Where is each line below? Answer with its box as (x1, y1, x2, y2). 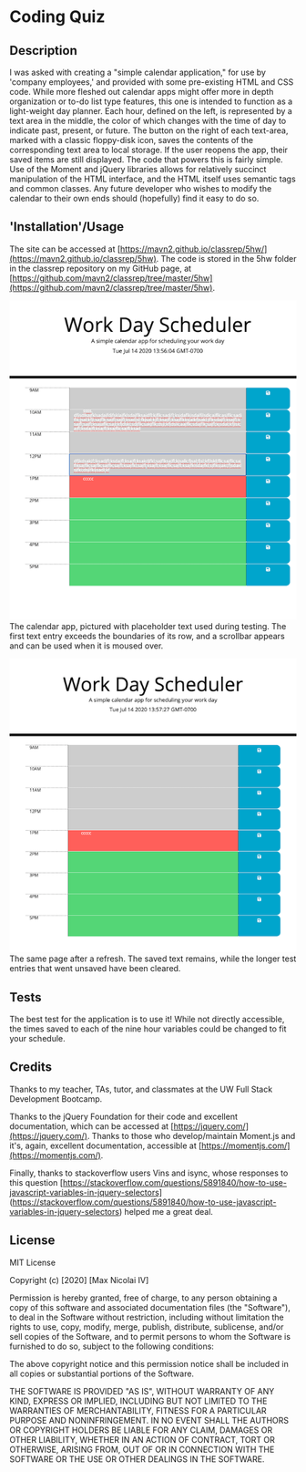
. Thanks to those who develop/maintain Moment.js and (87, 1130, 296, 1141)
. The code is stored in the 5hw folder (156, 253, 298, 264)
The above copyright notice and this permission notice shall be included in (9, 1358, 289, 1369)
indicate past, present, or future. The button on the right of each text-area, (9, 125, 289, 136)
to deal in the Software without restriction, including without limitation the (9, 1311, 284, 1322)
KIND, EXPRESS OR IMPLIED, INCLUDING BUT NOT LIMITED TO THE (9, 1395, 268, 1406)
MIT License (9, 1257, 56, 1268)
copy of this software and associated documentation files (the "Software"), (9, 1301, 291, 1312)
